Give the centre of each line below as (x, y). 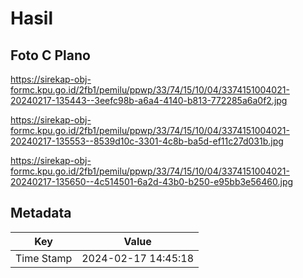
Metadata (41, 213)
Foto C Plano (50, 55)
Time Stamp (44, 258)
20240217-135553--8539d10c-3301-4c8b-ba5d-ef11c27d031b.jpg (147, 141)
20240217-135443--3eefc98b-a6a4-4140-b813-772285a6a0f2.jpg (149, 100)
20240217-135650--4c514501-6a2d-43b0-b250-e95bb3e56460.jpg (152, 181)
